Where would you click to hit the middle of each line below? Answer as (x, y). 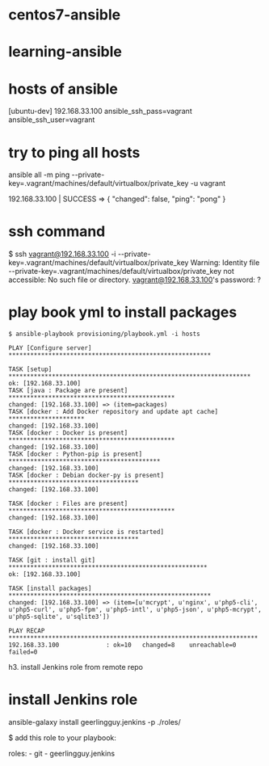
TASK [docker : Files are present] (68, 504)
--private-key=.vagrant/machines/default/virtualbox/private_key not (121, 271)
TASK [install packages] (50, 589)
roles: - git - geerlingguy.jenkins (62, 754)
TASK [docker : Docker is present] (68, 433)
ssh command (57, 231)
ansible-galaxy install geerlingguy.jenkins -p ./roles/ (95, 722)
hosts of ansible (63, 88)
